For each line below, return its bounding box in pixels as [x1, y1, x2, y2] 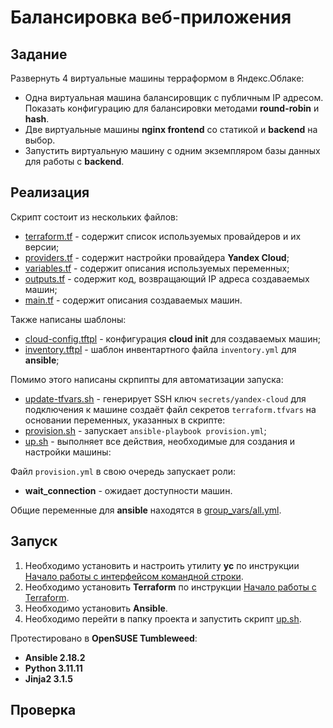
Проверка [10, 702, 77, 719]
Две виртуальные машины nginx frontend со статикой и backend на [24, 124, 318, 135]
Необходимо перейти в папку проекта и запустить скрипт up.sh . [24, 612, 302, 625]
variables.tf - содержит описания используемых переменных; [24, 262, 290, 274]
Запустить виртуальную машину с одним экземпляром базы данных [24, 145, 321, 156]
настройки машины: [24, 446, 112, 458]
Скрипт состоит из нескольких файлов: [10, 211, 178, 223]
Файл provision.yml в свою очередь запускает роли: [10, 465, 237, 477]
